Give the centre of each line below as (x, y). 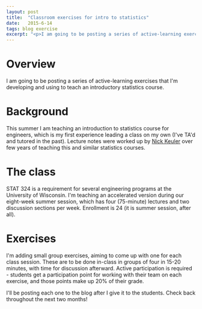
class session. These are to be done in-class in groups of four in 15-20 (94, 262)
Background (37, 112)
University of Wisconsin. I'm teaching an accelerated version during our (95, 195)
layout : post (23, 12)
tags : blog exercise (32, 29)
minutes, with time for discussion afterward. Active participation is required (99, 268)
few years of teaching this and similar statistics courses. (76, 148)
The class (31, 172)
